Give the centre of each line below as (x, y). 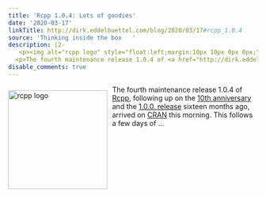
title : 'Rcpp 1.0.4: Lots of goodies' (72, 15)
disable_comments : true (47, 67)
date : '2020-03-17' (40, 23)
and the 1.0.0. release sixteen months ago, (181, 106)
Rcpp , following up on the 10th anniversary (182, 98)
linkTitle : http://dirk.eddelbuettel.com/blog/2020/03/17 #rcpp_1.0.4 (125, 30)
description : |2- (37, 45)
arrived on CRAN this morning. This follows (182, 115)
